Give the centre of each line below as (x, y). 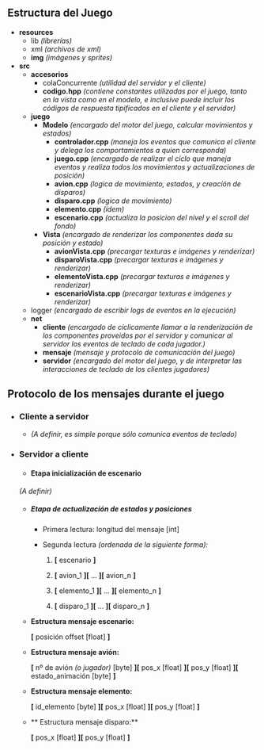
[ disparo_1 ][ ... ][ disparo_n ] (102, 606)
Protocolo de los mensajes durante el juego (116, 394)
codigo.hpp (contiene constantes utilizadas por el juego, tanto (145, 91)
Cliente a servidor (54, 417)
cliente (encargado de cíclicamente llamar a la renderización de (148, 327)
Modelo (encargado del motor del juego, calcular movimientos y (148, 124)
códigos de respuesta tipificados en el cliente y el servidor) (139, 108)
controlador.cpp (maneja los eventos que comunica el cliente (155, 141)
